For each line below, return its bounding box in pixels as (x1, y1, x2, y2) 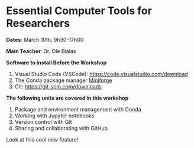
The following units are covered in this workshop (6, 94, 129, 101)
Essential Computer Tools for (6, 4, 152, 18)
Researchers (6, 17, 70, 30)
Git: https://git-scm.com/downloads (14, 83, 102, 90)
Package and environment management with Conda (14, 106, 142, 113)
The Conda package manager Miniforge (14, 77, 112, 84)
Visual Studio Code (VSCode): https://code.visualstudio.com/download (14, 70, 188, 77)
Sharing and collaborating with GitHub (14, 124, 108, 131)
